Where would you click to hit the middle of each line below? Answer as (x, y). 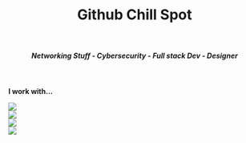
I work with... (31, 91)
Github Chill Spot (135, 15)
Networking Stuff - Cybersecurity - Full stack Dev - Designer (135, 55)
